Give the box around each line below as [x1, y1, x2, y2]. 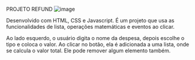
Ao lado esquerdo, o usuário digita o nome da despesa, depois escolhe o [6, 35, 185, 41]
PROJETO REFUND [6, 6, 53, 12]
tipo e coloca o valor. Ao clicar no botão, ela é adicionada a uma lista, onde [6, 41, 190, 48]
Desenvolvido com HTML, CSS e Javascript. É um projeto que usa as [6, 17, 175, 24]
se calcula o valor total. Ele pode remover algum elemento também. [6, 47, 171, 54]
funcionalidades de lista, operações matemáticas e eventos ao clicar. [6, 24, 175, 30]
